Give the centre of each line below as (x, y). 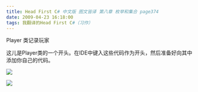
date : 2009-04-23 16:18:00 (40, 17)
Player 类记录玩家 (28, 40)
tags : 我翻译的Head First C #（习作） (50, 23)
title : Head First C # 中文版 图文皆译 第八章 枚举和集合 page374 (83, 12)
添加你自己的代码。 (30, 61)
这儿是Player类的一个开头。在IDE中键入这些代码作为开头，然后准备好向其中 (99, 53)
